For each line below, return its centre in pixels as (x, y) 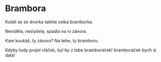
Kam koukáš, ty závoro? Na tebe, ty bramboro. (52, 40)
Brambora (26, 8)
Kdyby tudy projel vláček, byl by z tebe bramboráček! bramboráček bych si (81, 50)
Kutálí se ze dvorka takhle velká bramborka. (49, 22)
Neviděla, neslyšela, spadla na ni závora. (46, 31)
